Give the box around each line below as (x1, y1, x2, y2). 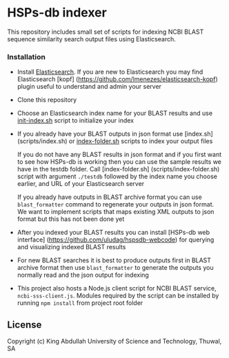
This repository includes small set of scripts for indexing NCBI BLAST (7, 28, 204, 36)
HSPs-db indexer (7, 5, 107, 21)
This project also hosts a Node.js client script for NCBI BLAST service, (17, 284, 217, 293)
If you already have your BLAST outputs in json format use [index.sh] (17, 129, 214, 138)
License (7, 319, 42, 330)
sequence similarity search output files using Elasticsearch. (7, 34, 176, 43)
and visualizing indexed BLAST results (17, 243, 126, 251)
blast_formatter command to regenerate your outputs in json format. (17, 200, 215, 209)
